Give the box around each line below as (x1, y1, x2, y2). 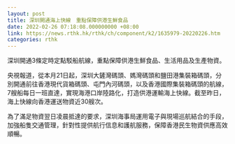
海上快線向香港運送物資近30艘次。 (7, 97, 107, 106)
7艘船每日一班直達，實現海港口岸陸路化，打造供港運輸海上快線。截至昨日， (7, 89, 225, 97)
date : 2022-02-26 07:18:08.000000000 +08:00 (7, 23, 139, 30)
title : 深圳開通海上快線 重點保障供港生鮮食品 (7, 17, 129, 24)
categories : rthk (7, 36, 58, 43)
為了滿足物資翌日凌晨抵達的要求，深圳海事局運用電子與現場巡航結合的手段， (7, 113, 228, 121)
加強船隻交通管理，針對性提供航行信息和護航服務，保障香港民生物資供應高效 (7, 121, 228, 129)
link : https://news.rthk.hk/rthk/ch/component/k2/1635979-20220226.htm (7, 29, 220, 37)
